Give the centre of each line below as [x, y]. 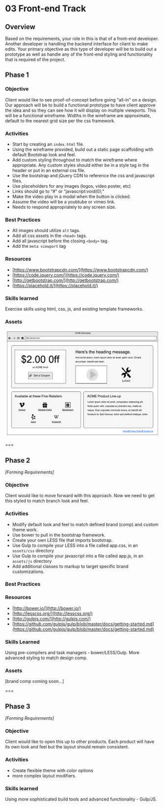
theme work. [25, 530]
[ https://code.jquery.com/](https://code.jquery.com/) [66, 275]
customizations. [28, 572]
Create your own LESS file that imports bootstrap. [62, 540]
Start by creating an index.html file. [48, 144]
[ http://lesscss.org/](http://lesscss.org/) [52, 613]
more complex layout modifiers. [44, 775]
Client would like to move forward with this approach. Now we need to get [80, 496]
